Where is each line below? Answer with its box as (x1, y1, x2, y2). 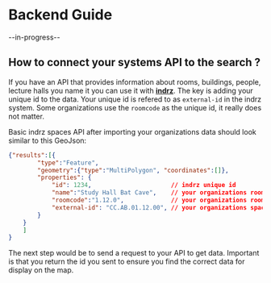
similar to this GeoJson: (8, 135, 87, 145)
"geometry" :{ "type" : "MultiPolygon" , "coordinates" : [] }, (37, 166, 229, 174)
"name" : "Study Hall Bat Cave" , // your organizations (51, 189, 248, 197)
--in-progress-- (8, 32, 60, 42)
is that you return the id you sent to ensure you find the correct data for (8, 256, 245, 267)
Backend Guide (8, 6, 113, 24)
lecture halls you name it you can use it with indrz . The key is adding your (8, 85, 254, 95)
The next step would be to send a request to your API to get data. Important (8, 248, 260, 258)
